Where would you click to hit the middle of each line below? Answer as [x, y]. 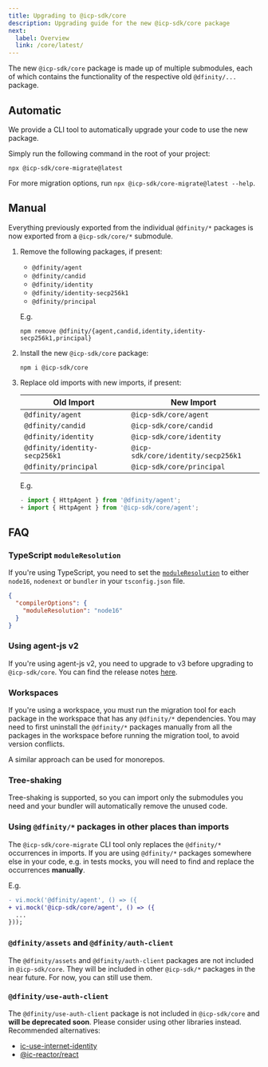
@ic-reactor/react [49, 1054]
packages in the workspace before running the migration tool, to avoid [124, 736]
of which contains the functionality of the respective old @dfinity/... [122, 77]
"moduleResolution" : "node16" [73, 610]
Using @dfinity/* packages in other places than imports [119, 827]
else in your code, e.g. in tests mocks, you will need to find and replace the [131, 861]
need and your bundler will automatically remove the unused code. [118, 806]
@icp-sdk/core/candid [172, 426]
